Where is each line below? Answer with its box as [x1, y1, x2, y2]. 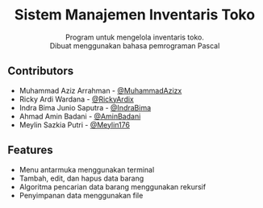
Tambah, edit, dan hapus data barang [19, 173, 144, 183]
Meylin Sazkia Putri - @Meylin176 [19, 119, 131, 130]
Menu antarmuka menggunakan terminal [19, 164, 155, 174]
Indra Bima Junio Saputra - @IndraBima [19, 102, 152, 112]
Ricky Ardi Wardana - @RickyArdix [19, 94, 134, 104]
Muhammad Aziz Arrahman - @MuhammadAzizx [19, 85, 182, 95]
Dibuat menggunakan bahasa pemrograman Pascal [49, 40, 220, 50]
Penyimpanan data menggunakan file [19, 190, 144, 200]
